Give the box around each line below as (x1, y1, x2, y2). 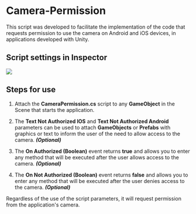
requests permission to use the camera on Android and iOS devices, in (6, 29, 177, 36)
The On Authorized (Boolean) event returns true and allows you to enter (14, 148, 190, 155)
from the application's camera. (6, 201, 80, 208)
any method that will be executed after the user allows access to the (14, 153, 180, 161)
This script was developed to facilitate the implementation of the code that (6, 23, 185, 30)
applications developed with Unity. (6, 36, 90, 43)
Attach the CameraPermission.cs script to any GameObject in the (14, 100, 176, 107)
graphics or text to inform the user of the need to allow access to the (14, 130, 180, 137)
